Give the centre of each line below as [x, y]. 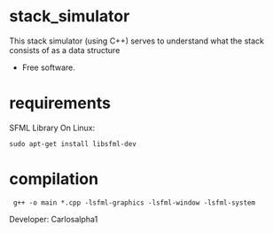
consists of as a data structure [65, 50]
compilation [54, 179]
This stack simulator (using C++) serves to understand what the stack [136, 41]
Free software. [48, 67]
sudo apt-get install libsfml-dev [73, 144]
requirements [60, 103]
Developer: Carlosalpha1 [54, 219]
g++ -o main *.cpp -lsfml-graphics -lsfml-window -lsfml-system [134, 202]
